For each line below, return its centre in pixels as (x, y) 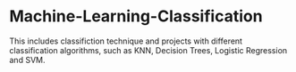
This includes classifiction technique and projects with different (126, 41)
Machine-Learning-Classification (136, 16)
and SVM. (27, 60)
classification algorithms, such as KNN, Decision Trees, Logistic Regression (148, 50)
